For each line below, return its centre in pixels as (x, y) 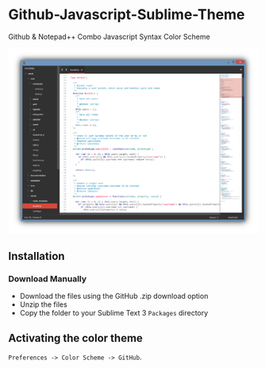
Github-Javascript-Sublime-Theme (127, 15)
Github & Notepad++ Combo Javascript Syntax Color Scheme (109, 37)
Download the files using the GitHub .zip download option (114, 296)
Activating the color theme (75, 338)
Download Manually (48, 278)
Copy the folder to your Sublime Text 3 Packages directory (114, 313)
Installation (36, 256)
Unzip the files (43, 304)
